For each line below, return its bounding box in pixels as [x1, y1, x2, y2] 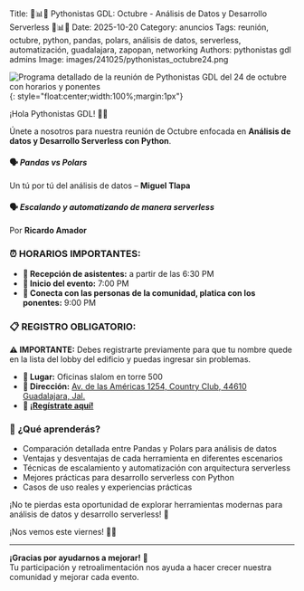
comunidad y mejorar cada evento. [9, 572, 140, 583]
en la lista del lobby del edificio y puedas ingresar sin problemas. [9, 354, 252, 365]
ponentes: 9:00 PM [22, 297, 97, 308]
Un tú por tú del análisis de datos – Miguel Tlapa [9, 180, 191, 191]
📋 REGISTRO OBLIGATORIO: [9, 320, 137, 333]
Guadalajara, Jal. [22, 391, 86, 401]
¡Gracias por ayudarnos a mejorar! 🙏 [9, 552, 148, 564]
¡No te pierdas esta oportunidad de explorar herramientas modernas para [9, 500, 283, 510]
